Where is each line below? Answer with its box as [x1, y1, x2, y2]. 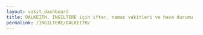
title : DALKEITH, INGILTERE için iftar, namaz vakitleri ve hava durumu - [6, 14, 199, 20]
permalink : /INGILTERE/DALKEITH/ [6, 20, 91, 26]
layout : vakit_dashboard [6, 8, 69, 15]
